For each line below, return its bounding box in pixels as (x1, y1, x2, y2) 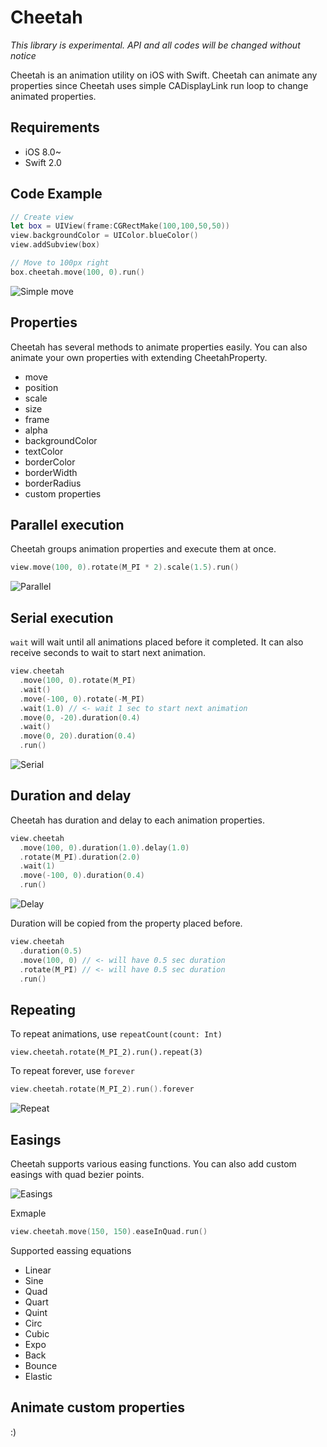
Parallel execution (10, 517, 125, 534)
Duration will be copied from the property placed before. (10, 917, 243, 930)
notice (10, 49, 37, 61)
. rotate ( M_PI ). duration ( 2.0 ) (19, 852, 141, 862)
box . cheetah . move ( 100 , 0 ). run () (10, 267, 145, 277)
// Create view (10, 212, 74, 222)
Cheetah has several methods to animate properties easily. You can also (10, 341, 308, 353)
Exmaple (10, 1207, 47, 1219)
